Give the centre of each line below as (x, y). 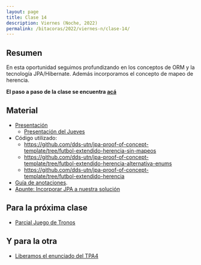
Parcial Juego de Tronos (45, 222)
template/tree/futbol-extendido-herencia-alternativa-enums (98, 163)
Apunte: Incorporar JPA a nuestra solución (67, 189)
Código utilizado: (36, 138)
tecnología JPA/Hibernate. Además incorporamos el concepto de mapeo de (100, 74)
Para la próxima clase (47, 208)
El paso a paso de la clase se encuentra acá (61, 92)
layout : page (22, 12)
